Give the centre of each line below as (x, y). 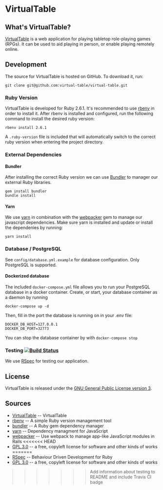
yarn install (18, 237)
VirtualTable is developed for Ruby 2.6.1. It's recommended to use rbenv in (80, 108)
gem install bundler (26, 191)
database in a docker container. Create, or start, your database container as (81, 292)
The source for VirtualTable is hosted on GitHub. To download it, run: (74, 76)
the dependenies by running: (34, 228)
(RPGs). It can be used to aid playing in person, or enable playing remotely (80, 44)
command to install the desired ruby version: (50, 119)
